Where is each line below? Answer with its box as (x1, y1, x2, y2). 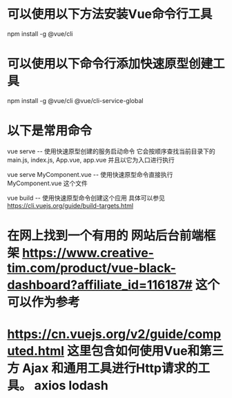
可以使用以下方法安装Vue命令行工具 (7, 6, 213, 22)
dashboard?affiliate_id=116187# (7, 277, 193, 292)
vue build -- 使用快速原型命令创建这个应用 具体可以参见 (7, 193, 166, 202)
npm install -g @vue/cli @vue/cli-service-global (7, 96, 144, 104)
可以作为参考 (7, 294, 81, 310)
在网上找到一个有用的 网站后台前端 (7, 228, 204, 243)
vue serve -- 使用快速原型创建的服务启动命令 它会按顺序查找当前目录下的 (7, 146, 215, 155)
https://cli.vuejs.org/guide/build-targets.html (7, 201, 133, 209)
